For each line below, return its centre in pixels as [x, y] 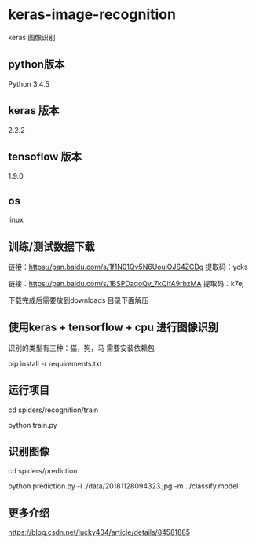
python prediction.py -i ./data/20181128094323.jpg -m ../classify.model [123, 486]
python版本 [37, 64]
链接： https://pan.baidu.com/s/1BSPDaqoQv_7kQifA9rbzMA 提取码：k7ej [126, 284]
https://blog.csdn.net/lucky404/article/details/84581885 [99, 532]
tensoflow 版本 [45, 156]
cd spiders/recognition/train [53, 410]
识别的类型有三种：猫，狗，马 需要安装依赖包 [81, 348]
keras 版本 [34, 110]
